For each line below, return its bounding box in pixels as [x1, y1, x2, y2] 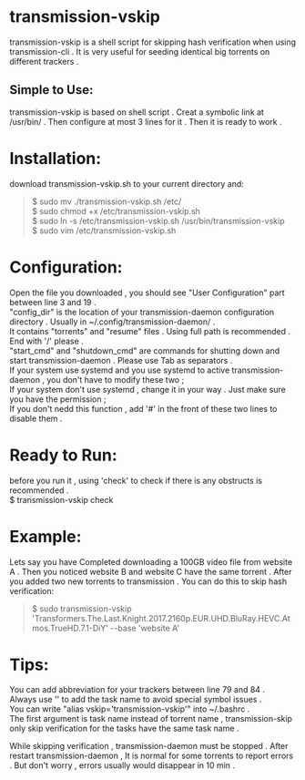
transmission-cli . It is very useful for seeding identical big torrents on [9, 46, 270, 56]
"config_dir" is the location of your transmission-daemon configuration [9, 306, 275, 317]
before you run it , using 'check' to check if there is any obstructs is [9, 475, 262, 486]
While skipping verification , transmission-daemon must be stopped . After [9, 741, 289, 752]
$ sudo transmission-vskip [31, 603, 132, 614]
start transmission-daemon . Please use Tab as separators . [9, 354, 233, 365]
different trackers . [9, 56, 79, 67]
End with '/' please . [9, 335, 84, 346]
